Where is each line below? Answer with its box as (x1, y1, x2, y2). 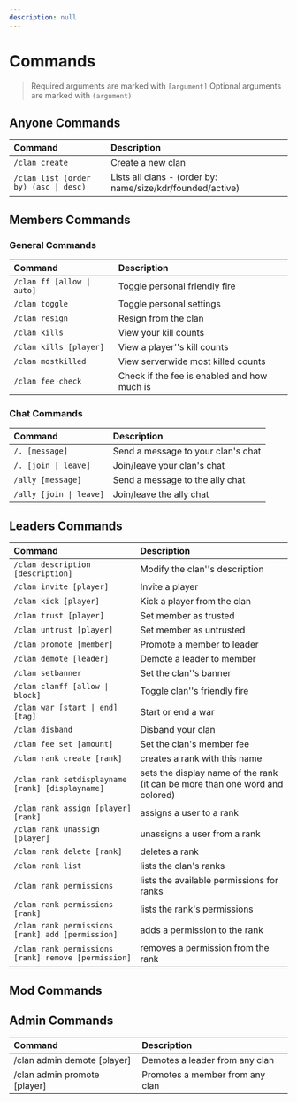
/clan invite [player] (13, 582, 109, 592)
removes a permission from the (140, 942, 270, 954)
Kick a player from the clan (140, 595, 252, 608)
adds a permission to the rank (140, 924, 263, 936)
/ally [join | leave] (13, 489, 104, 500)
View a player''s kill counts (118, 341, 229, 353)
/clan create (13, 158, 69, 168)
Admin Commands (9, 1013, 114, 1028)
